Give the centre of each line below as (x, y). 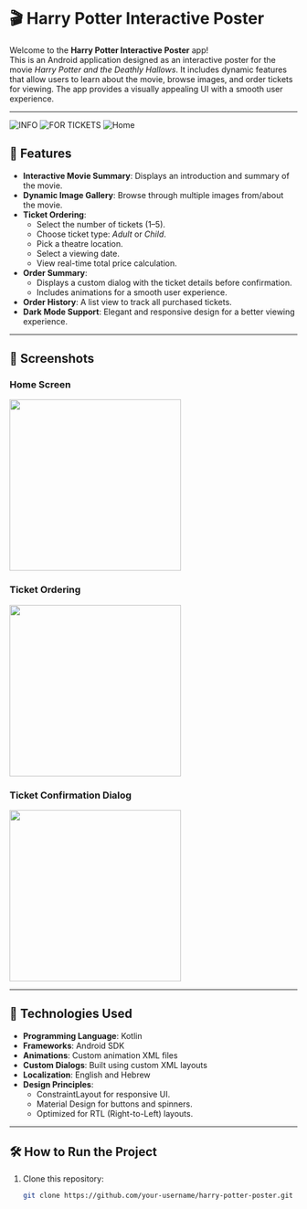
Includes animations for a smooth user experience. (132, 292)
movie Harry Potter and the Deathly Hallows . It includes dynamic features (148, 69)
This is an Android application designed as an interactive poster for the (143, 59)
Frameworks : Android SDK (74, 1045)
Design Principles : (58, 1084)
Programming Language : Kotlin (83, 1035)
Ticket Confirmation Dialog (71, 795)
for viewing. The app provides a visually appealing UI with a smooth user (146, 89)
